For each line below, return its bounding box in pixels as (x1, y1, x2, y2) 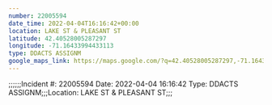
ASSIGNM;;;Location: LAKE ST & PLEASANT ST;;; (8, 87, 173, 97)
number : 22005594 (8, 11, 67, 20)
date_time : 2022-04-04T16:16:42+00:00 (8, 19, 139, 27)
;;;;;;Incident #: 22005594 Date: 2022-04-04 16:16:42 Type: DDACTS (8, 78, 239, 89)
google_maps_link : (8, 57, 70, 65)
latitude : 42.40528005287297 (8, 34, 107, 43)
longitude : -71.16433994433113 (8, 42, 114, 50)
